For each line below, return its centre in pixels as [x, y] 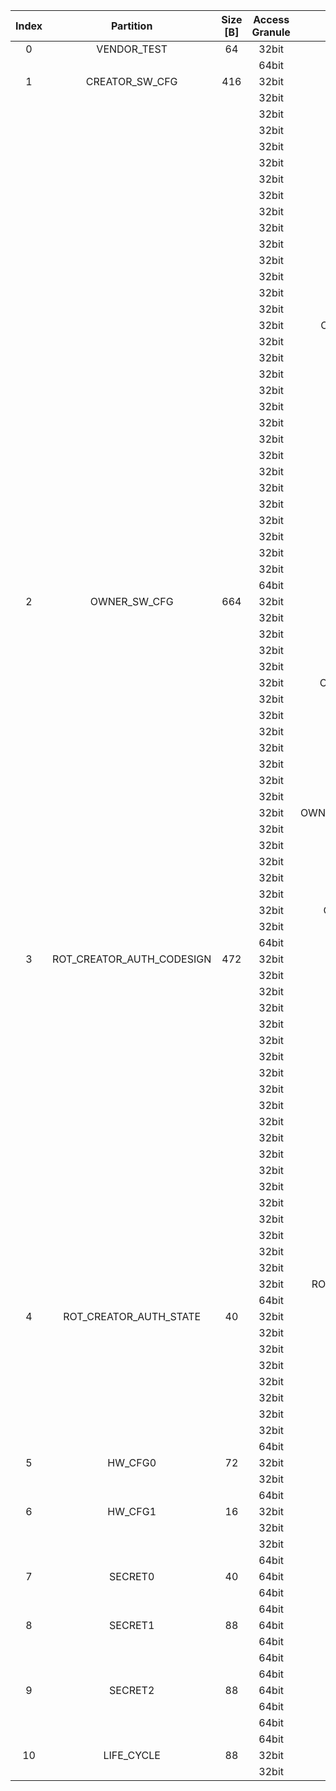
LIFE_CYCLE [132, 1755]
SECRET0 [132, 1576]
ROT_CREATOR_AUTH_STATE [132, 1316]
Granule [271, 32]
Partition [131, 26]
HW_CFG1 [132, 1511]
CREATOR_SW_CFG [131, 81]
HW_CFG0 [132, 1462]
